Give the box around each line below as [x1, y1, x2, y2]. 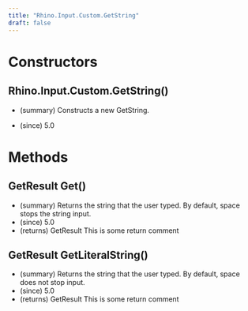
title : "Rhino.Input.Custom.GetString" [8, 11, 140, 20]
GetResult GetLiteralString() [8, 248, 148, 261]
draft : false [8, 19, 51, 27]
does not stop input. [19, 278, 85, 287]
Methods [8, 148, 69, 166]
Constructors [8, 53, 98, 71]
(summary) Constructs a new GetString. [19, 105, 150, 114]
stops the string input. [19, 208, 92, 218]
